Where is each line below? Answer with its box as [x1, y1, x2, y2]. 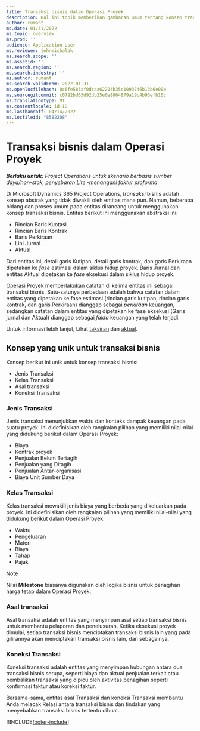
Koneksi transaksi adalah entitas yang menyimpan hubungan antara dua [6, 664, 183, 671]
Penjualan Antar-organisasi [14, 467, 82, 475]
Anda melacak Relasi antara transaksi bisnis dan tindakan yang [6, 701, 161, 708]
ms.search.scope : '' [6, 53, 58, 59]
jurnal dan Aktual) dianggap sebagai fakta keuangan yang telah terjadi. [6, 314, 180, 321]
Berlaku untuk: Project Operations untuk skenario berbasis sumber [6, 173, 172, 180]
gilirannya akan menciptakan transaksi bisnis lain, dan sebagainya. [6, 635, 170, 642]
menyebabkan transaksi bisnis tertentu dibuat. [6, 707, 120, 714]
